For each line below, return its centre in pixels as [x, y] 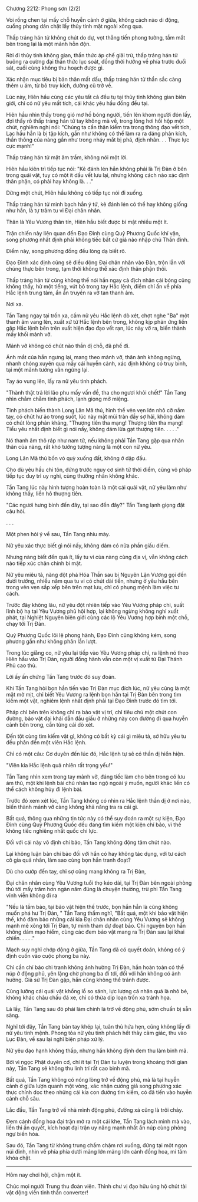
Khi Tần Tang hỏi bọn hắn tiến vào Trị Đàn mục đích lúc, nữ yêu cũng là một [98, 688]
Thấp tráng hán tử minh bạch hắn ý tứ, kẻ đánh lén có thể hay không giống [97, 204]
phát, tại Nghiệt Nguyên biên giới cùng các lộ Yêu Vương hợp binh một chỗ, [98, 618]
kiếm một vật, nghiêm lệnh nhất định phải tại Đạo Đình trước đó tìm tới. [92, 701]
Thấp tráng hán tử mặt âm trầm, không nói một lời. [67, 157]
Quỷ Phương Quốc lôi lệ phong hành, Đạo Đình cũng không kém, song [91, 635]
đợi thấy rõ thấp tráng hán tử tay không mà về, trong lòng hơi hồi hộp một [95, 121]
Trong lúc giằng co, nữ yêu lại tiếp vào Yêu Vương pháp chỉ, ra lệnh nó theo [97, 653]
